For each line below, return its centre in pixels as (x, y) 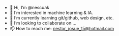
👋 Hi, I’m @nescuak (30, 8)
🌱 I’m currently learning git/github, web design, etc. (62, 18)
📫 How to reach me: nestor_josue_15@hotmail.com (62, 28)
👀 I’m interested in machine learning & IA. (51, 13)
